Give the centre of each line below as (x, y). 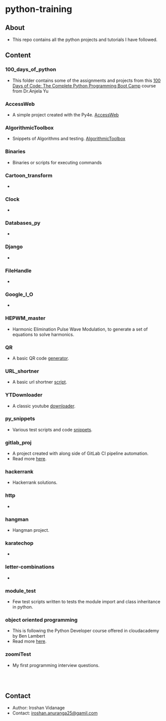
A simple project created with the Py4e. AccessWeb (66, 115)
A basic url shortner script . (40, 382)
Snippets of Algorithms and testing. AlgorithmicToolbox (69, 139)
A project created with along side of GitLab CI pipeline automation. (81, 453)
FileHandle (18, 271)
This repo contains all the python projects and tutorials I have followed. (85, 39)
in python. (23, 607)
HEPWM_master (25, 318)
